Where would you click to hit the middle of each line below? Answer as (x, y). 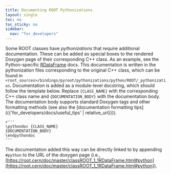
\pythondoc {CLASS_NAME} (32, 126)
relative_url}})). (101, 113)
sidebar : (15, 29)
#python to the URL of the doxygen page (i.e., (53, 155)
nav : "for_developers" (34, 34)
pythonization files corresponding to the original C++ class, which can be (83, 70)
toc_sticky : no (22, 24)
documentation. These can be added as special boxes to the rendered (79, 54)
